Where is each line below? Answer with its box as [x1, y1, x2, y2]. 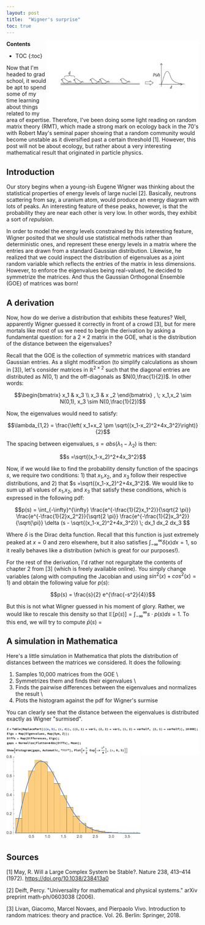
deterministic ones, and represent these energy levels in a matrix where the [6, 241, 197, 248]
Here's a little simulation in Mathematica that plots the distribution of [6, 652, 179, 660]
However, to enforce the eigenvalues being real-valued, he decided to [6, 267, 182, 274]
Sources [6, 852, 39, 862]
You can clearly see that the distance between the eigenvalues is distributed [6, 709, 199, 716]
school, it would [6, 77, 47, 85]
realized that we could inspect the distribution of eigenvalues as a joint [6, 254, 185, 261]
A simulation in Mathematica [6, 636, 118, 646]
